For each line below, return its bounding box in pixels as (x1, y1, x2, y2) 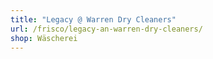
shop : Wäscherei (10, 33, 78, 43)
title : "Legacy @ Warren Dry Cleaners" (10, 14, 177, 25)
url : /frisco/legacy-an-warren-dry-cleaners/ (10, 24, 203, 34)
